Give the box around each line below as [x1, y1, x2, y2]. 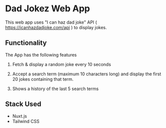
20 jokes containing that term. [12, 76, 74, 82]
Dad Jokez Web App [5, 3, 90, 14]
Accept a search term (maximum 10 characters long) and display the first [12, 71, 162, 77]
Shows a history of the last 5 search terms [12, 86, 99, 92]
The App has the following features [5, 52, 77, 58]
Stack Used [5, 100, 42, 108]
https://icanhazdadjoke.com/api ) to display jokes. [5, 24, 108, 30]
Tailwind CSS [12, 118, 40, 124]
